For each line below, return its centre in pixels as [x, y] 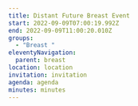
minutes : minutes [37, 90]
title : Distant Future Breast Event [69, 16]
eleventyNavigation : [43, 53]
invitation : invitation [48, 75]
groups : [21, 38]
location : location [41, 68]
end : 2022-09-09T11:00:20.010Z [60, 30]
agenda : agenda [34, 82]
